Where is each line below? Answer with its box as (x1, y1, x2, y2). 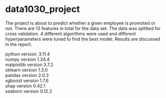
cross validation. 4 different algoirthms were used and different (5, 30, 136, 36)
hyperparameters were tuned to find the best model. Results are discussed (5, 36, 160, 42)
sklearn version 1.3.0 (5, 66, 48, 73)
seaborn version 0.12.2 (5, 88, 52, 94)
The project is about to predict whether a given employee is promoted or (5, 20, 156, 26)
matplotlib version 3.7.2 (5, 61, 54, 67)
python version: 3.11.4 (5, 51, 50, 57)
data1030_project (5, 3, 80, 15)
